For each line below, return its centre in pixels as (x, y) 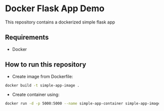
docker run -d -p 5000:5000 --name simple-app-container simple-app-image (83, 104)
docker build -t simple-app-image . (42, 85)
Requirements (27, 37)
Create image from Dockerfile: (42, 76)
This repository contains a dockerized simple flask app (60, 22)
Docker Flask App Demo (55, 9)
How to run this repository (46, 65)
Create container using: (36, 95)
